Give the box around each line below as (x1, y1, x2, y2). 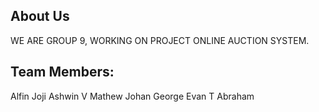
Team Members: (10, 64, 115, 81)
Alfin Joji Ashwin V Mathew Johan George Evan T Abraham (10, 90, 255, 102)
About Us (10, 8, 70, 25)
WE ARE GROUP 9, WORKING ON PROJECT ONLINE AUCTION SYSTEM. (10, 34, 310, 46)
